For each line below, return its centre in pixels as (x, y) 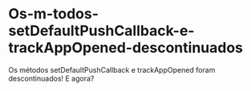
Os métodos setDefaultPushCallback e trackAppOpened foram (112, 69)
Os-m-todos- (53, 14)
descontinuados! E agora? (51, 78)
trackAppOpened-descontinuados (125, 48)
